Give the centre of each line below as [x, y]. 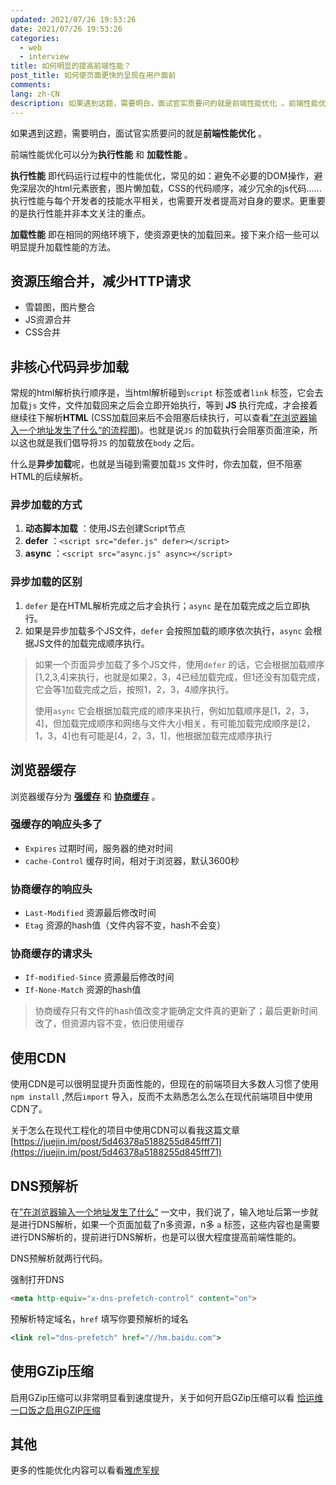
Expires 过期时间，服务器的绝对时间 [98, 848]
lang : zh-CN [35, 94]
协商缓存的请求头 [51, 954]
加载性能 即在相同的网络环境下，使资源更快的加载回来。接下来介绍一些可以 [165, 234]
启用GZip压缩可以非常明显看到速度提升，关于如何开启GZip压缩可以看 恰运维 [167, 1397]
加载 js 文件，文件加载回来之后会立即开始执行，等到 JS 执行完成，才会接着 [164, 405]
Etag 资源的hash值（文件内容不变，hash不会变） [125, 925]
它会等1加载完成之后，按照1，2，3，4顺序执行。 [134, 689]
